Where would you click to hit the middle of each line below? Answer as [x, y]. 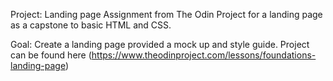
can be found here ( [51, 55]
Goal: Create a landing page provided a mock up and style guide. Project [160, 44]
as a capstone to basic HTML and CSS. [91, 25]
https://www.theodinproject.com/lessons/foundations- [204, 55]
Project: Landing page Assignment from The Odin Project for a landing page [166, 14]
